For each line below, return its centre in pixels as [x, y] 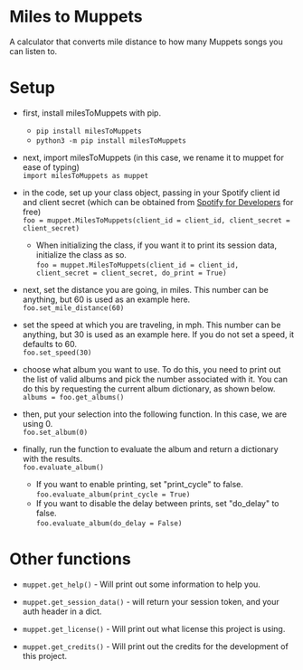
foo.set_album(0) [55, 432]
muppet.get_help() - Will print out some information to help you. [141, 584]
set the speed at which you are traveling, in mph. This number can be [151, 325]
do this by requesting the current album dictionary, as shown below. [149, 388]
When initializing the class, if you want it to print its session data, [156, 245]
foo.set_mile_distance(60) [73, 308]
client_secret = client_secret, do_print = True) [132, 273]
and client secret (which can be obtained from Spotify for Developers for [158, 202]
